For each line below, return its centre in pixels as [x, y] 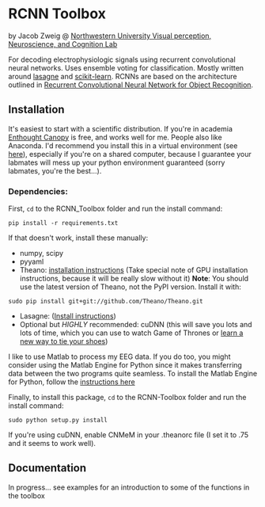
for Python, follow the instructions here [72, 382]
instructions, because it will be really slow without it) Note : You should [134, 279]
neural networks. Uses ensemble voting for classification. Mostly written [126, 67]
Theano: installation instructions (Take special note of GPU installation [134, 270]
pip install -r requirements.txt [63, 223]
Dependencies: [38, 191]
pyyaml [32, 261]
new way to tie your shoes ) [64, 341]
